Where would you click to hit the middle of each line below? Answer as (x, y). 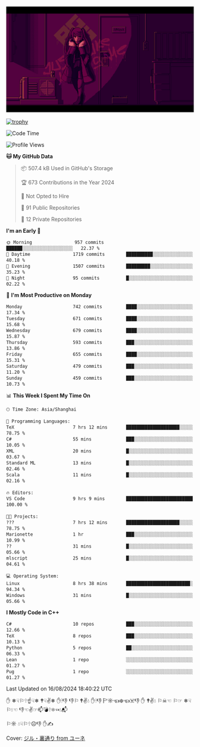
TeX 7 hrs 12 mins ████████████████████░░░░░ (100, 427)
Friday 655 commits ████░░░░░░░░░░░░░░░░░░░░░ (100, 354)
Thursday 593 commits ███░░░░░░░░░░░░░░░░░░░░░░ (100, 342)
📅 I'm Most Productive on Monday (49, 295)
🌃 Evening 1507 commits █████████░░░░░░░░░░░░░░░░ (100, 266)
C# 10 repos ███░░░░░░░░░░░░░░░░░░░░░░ (100, 624)
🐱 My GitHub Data (30, 156)
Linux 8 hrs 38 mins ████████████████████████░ (100, 583)
